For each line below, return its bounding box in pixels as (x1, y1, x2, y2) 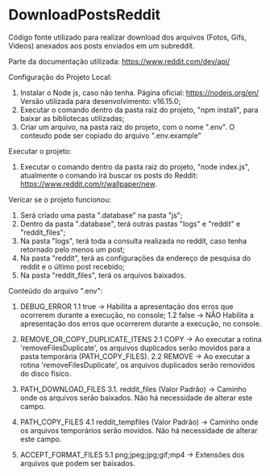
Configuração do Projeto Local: (8, 72, 113, 81)
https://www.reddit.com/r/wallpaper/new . (19, 179, 157, 189)
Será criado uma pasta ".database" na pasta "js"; (19, 210, 183, 219)
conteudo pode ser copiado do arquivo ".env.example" (19, 131, 201, 140)
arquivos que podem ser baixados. (19, 458, 135, 468)
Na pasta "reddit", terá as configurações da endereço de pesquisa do (19, 253, 251, 263)
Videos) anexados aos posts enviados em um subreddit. (8, 40, 195, 50)
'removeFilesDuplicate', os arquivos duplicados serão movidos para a (19, 343, 251, 353)
